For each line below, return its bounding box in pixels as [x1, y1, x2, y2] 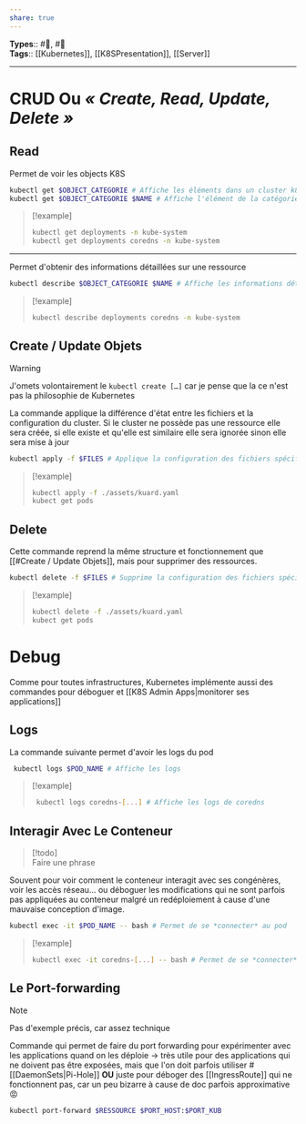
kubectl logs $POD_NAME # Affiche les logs [13, 764, 181, 774]
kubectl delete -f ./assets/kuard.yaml [31, 607, 184, 616]
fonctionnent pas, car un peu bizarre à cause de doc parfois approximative [9, 1078, 291, 1089]
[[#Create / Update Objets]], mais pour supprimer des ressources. [9, 556, 258, 567]
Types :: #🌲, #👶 [9, 38, 66, 49]
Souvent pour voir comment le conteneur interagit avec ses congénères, [9, 875, 281, 886]
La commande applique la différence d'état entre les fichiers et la [9, 407, 254, 419]
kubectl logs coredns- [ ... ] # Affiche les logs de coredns [36, 798, 265, 807]
